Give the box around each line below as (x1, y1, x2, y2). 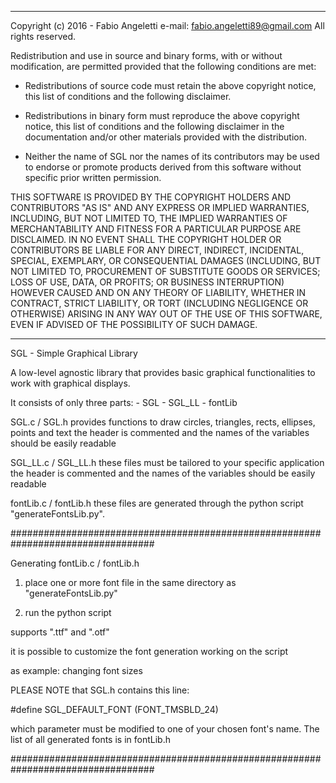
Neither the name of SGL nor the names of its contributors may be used (24, 151, 320, 162)
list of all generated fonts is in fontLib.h (10, 734, 171, 745)
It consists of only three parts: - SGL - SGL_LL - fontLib (10, 397, 238, 408)
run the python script (24, 607, 112, 618)
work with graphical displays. (10, 377, 131, 389)
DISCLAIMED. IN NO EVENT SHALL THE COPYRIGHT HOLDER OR (10, 234, 282, 245)
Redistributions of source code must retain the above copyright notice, (24, 80, 317, 91)
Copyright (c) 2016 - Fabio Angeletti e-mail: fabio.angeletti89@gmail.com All (10, 20, 325, 31)
